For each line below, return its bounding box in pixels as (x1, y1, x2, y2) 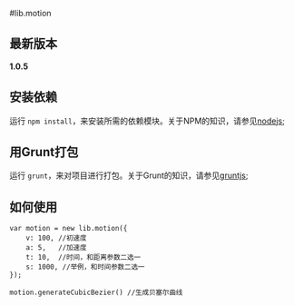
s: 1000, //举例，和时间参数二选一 (25, 262, 145, 271)
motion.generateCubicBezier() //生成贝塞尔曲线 (9, 288, 183, 298)
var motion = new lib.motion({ (9, 224, 128, 233)
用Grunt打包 (9, 144, 79, 160)
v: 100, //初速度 (25, 233, 87, 243)
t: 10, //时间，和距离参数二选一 (25, 253, 142, 262)
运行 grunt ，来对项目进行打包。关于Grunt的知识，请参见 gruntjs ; (9, 170, 249, 181)
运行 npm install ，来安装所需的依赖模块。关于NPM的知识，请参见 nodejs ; (9, 115, 286, 126)
